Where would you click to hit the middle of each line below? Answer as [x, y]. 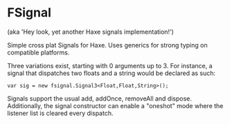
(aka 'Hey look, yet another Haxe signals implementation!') [91, 32]
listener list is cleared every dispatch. [60, 113]
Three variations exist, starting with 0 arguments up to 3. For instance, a [110, 65]
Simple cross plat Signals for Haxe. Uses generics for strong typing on [107, 45]
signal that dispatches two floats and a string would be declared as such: [112, 73]
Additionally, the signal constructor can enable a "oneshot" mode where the [115, 105]
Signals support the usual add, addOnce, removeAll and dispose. [100, 99]
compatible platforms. [38, 52]
